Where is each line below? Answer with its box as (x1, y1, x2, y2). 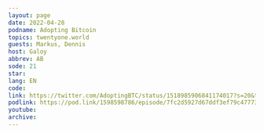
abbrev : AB (8, 56, 44, 63)
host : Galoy (8, 48, 47, 56)
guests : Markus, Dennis (8, 41, 86, 49)
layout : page (8, 11, 51, 20)
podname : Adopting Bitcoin (8, 26, 97, 34)
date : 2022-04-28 (8, 19, 65, 27)
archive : (8, 113, 37, 121)
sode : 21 (8, 63, 37, 70)
